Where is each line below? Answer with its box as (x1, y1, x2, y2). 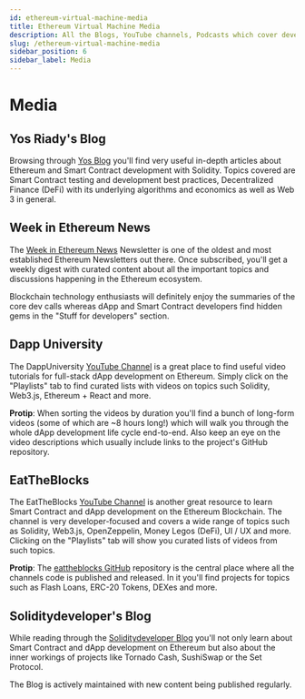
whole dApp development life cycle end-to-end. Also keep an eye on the (9, 427, 281, 438)
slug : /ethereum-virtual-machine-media (9, 38, 161, 48)
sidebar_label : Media (9, 56, 92, 65)
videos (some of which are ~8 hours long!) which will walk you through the (9, 417, 289, 428)
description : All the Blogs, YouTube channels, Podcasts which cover (9, 30, 279, 39)
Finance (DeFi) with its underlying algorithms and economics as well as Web (9, 184, 295, 195)
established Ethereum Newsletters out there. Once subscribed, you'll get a (9, 254, 288, 265)
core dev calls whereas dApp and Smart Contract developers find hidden (9, 300, 283, 311)
